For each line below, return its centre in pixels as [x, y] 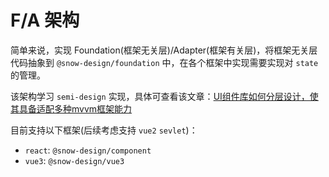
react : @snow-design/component [88, 150]
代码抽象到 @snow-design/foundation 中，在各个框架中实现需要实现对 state [164, 62]
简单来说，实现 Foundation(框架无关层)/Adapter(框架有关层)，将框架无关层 [164, 50]
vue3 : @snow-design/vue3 [74, 160]
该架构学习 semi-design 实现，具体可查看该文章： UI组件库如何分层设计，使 [164, 96]
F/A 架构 [45, 20]
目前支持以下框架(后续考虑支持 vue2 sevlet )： [104, 130]
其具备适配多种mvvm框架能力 [71, 108]
